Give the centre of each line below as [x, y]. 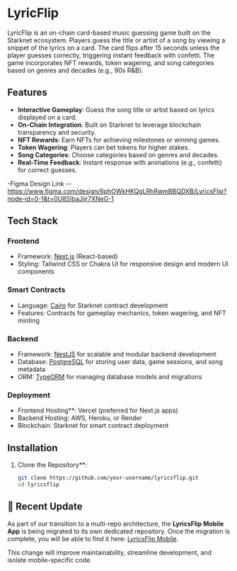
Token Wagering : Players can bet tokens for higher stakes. [103, 147]
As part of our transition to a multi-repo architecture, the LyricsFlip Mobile [116, 524]
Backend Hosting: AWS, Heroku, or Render [80, 418]
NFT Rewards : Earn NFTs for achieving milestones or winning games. [119, 140]
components [36, 271]
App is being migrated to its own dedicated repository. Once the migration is [118, 531]
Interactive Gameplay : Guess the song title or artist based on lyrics [116, 109]
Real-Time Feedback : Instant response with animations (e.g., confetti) [120, 162]
